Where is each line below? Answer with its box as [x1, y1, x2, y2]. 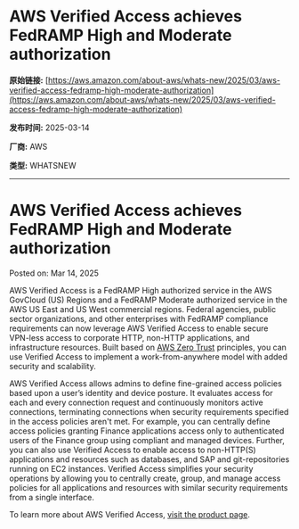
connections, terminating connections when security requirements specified [9, 406, 289, 417]
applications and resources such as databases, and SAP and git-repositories [9, 453, 290, 465]
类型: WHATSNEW [9, 160, 77, 170]
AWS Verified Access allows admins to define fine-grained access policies [9, 377, 282, 389]
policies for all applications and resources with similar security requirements [9, 482, 288, 492]
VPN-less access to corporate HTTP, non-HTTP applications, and [9, 332, 250, 343]
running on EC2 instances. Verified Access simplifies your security [9, 463, 254, 474]
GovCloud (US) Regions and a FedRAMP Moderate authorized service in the [9, 294, 287, 305]
